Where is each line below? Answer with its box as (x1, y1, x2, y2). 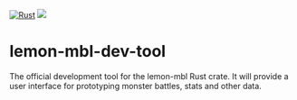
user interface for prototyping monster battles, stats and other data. (9, 80, 263, 91)
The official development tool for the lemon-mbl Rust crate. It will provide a (9, 70, 289, 81)
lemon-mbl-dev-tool (9, 41, 166, 62)
